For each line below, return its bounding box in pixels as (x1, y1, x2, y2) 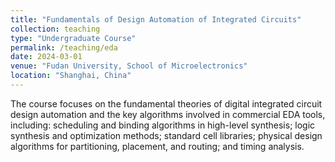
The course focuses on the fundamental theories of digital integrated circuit (10, 97, 323, 110)
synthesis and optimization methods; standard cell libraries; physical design (10, 129, 323, 141)
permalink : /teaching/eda (10, 42, 118, 53)
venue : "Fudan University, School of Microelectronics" (10, 61, 248, 71)
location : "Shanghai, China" (10, 71, 132, 81)
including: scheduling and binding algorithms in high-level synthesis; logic (10, 119, 316, 131)
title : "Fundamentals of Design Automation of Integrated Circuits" (10, 14, 302, 25)
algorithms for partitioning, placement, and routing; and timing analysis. (10, 140, 305, 152)
